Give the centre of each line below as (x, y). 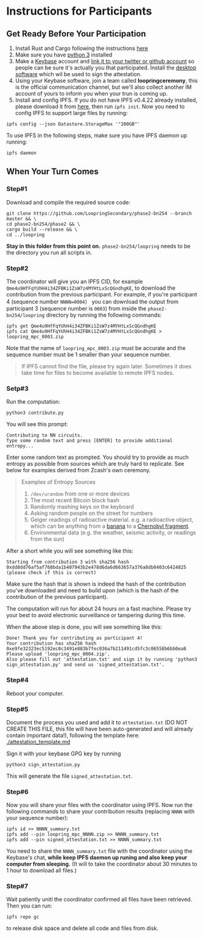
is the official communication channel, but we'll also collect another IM (103, 87)
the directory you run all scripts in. (49, 252)
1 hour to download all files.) (42, 870)
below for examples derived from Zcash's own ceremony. (79, 471)
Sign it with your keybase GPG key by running (64, 754)
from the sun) (47, 539)
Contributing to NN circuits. (45, 436)
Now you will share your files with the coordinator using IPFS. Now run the (100, 805)
